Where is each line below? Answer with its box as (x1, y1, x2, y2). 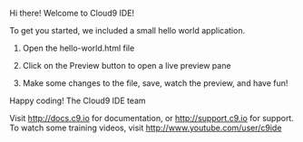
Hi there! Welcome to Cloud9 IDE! (9, 8, 134, 18)
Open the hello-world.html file (22, 43, 135, 53)
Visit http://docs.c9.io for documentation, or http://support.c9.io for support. (9, 113, 295, 123)
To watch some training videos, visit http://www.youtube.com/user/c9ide (9, 122, 282, 133)
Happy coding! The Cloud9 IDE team (9, 95, 147, 106)
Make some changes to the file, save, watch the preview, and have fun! (22, 78, 288, 89)
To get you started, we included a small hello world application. (9, 25, 246, 35)
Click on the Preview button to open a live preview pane (22, 61, 231, 71)
